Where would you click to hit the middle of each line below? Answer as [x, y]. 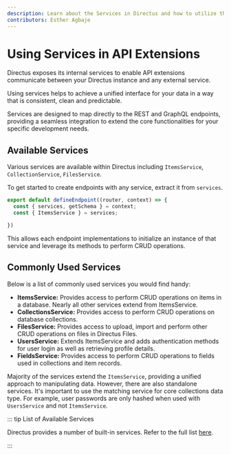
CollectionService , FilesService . [54, 174]
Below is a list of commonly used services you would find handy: [99, 284]
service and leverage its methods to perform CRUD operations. [96, 245]
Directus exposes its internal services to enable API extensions [96, 73]
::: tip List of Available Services [51, 419]
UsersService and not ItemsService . [57, 406]
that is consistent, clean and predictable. [65, 101]
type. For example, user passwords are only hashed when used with [104, 398]
